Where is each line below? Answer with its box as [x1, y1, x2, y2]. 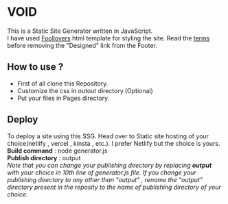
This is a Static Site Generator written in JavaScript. [7, 27, 153, 35]
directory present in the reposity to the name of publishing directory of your [7, 183, 222, 191]
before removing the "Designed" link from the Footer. [7, 41, 158, 49]
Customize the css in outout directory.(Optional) [16, 86, 153, 94]
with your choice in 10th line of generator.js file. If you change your [7, 168, 197, 177]
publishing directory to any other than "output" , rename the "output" [7, 175, 203, 183]
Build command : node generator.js [7, 146, 108, 155]
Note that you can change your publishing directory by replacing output [7, 161, 212, 169]
